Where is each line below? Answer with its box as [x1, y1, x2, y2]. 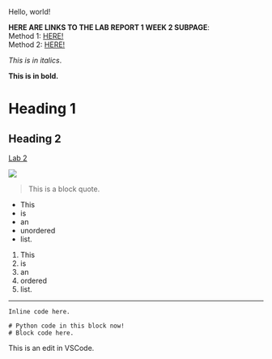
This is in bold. [8, 71, 59, 80]
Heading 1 [8, 100, 77, 118]
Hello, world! [8, 7, 51, 16]
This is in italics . [8, 56, 62, 65]
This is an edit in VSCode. [8, 344, 95, 353]
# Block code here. [8, 329, 74, 337]
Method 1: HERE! [8, 32, 64, 41]
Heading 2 [8, 131, 62, 145]
